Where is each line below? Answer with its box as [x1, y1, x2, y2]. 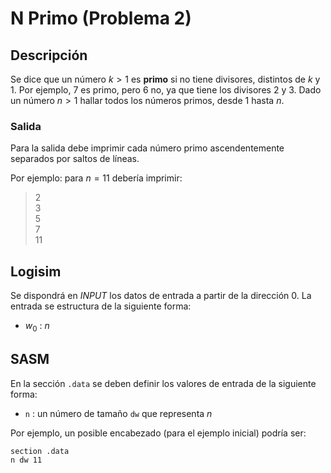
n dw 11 [10, 455, 43, 465]
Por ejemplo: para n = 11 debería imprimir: [10, 172, 183, 184]
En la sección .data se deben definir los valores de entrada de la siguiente [10, 377, 317, 389]
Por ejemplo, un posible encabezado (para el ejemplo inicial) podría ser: [10, 427, 307, 439]
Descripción [10, 47, 88, 64]
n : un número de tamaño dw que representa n [24, 407, 213, 419]
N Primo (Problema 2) [10, 7, 192, 30]
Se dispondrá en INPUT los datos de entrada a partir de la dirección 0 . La [10, 290, 312, 302]
